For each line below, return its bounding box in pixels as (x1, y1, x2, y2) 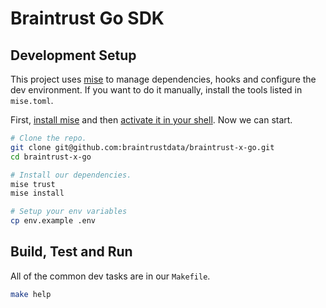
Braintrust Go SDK (10, 7, 165, 30)
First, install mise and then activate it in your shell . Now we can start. (10, 114, 293, 126)
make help (10, 289, 52, 299)
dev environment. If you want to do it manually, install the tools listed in (10, 84, 303, 96)
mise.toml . (10, 95, 54, 106)
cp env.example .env (10, 216, 97, 226)
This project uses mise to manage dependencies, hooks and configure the (10, 73, 317, 85)
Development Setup (10, 47, 137, 64)
